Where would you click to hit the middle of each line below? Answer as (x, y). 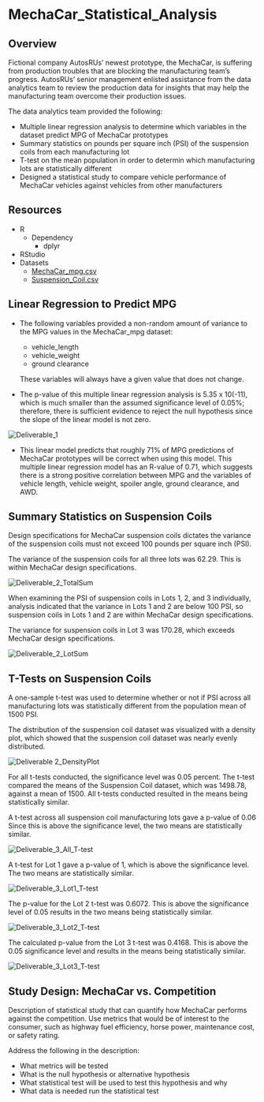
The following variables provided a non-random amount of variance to (134, 323)
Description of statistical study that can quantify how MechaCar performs (128, 1010)
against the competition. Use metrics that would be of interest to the (119, 1018)
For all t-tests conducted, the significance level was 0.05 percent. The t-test (131, 777)
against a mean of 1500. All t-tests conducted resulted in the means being (128, 794)
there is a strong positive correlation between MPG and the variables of (136, 475)
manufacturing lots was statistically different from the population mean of (127, 706)
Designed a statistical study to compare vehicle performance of (123, 177)
